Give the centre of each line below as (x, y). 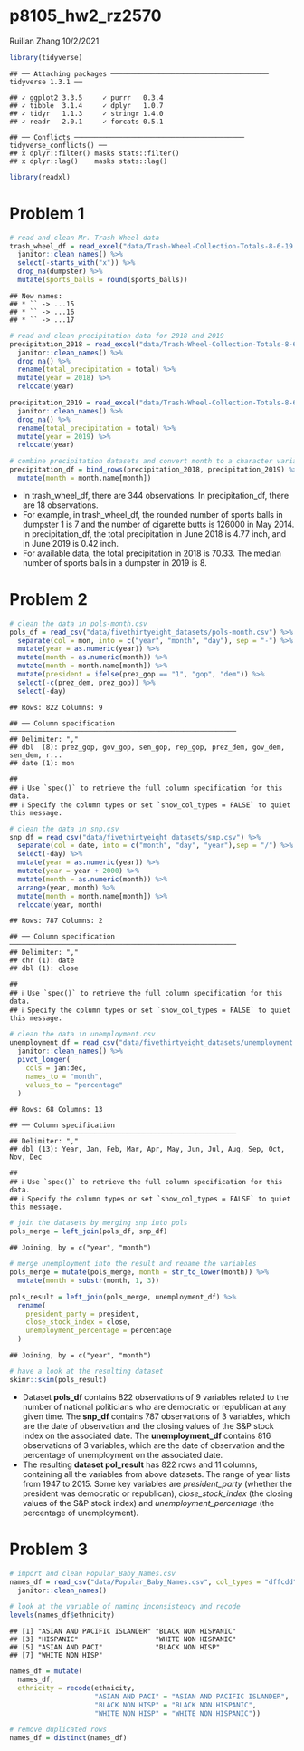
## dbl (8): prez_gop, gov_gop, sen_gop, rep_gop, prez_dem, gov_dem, (147, 747)
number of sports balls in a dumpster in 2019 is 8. (115, 562)
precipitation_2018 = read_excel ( (75, 344)
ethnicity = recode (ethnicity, (76, 1688)
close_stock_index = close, (78, 1322)
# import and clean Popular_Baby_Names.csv (93, 1573)
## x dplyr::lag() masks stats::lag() (89, 161)
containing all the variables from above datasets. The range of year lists (156, 1474)
